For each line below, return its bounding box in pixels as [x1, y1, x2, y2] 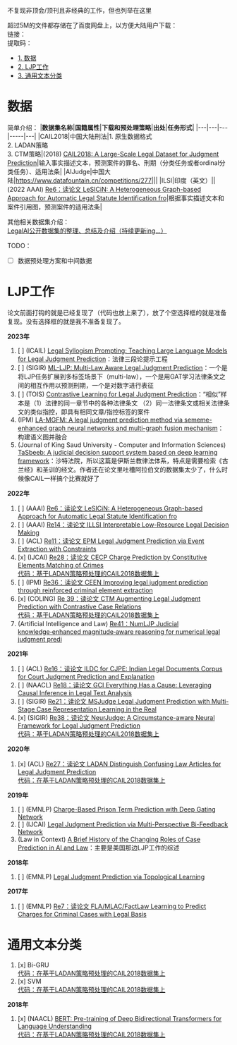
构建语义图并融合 [17, 432, 68, 441]
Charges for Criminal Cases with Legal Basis [17, 910, 147, 918]
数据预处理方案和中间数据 [17, 256, 92, 264]
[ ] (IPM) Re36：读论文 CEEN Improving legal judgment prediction [17, 577, 208, 587]
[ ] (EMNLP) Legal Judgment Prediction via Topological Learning [17, 872, 205, 881]
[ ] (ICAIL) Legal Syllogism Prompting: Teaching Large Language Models [17, 346, 228, 355]
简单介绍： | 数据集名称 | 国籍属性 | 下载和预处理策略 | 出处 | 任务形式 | [7, 123, 195, 132]
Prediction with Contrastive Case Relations [17, 602, 142, 611]
